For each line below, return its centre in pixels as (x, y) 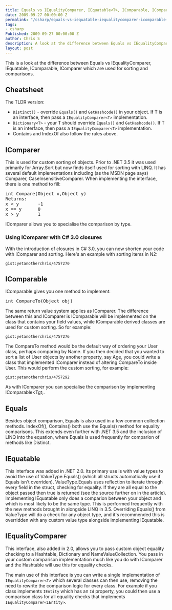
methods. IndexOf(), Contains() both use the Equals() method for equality (82, 426)
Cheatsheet (24, 90)
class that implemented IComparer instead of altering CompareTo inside (81, 362)
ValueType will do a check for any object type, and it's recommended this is (85, 514)
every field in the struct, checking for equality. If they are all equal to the (81, 487)
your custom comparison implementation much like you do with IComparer (84, 559)
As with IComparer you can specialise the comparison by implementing (80, 387)
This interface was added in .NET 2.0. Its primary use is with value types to (84, 471)
